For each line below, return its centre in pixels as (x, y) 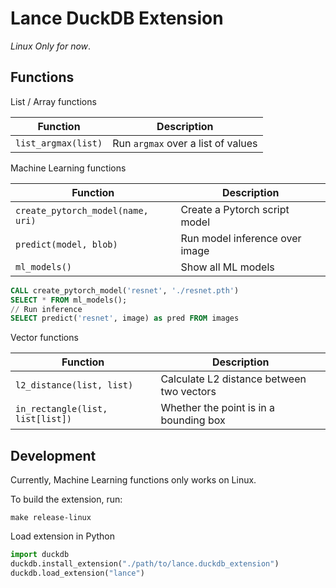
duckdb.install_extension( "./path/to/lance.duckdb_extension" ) (145, 563)
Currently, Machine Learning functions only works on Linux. (133, 480)
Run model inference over (241, 238)
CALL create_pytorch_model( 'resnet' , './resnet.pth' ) (125, 290)
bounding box (193, 420)
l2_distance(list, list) (74, 385)
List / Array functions (53, 101)
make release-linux (51, 518)
